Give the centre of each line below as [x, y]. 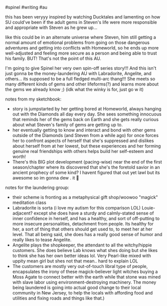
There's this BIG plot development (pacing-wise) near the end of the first [87, 162]
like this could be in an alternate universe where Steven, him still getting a [81, 37]
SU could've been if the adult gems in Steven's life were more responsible [81, 22]
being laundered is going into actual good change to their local [77, 287]
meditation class [29, 202]
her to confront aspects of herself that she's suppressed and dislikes [83, 140]
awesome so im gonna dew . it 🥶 [46, 178]
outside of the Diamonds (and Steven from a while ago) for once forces [85, 135]
